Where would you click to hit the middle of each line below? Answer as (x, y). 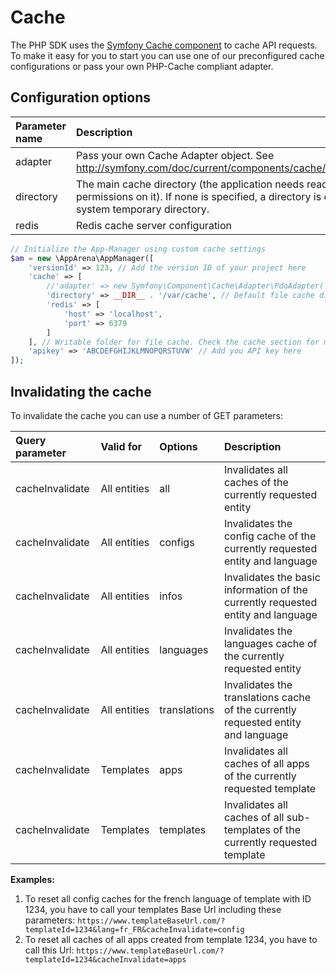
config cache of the (270, 536)
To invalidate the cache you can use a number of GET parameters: (146, 415)
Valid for (121, 446)
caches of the (256, 482)
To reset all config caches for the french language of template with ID (168, 898)
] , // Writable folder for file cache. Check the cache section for (174, 342)
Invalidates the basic (272, 577)
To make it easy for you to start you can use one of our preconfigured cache (167, 55)
